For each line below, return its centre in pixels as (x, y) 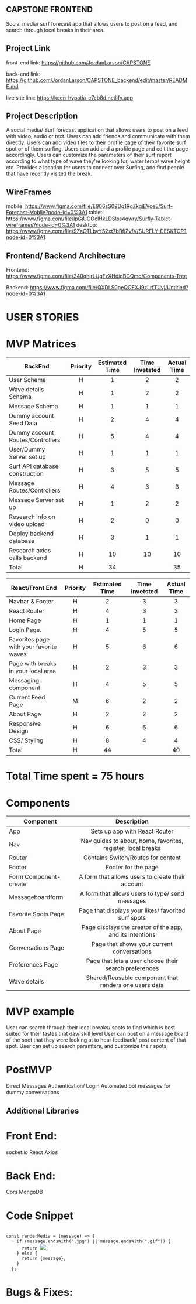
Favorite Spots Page (36, 914)
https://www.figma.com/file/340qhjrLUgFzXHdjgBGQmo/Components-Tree (97, 276)
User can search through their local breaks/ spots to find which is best (91, 1028)
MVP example (40, 1011)
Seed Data (23, 423)
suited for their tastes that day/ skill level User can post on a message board (97, 1034)
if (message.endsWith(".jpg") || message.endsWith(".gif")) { (94, 1241)
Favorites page (29, 640)
